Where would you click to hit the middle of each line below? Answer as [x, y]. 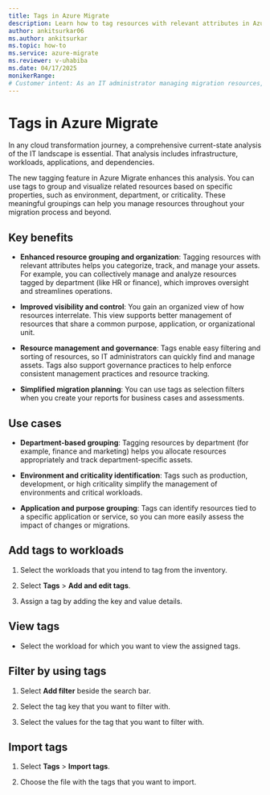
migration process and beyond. [60, 212]
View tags [34, 626]
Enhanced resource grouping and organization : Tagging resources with [140, 257]
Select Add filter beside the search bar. [85, 690]
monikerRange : [32, 76]
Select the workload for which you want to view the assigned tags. [130, 646]
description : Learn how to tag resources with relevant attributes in [129, 23]
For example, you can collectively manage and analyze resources [128, 274]
